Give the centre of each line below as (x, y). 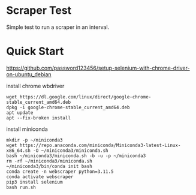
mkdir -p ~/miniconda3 (34, 140)
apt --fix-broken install (38, 118)
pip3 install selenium (34, 182)
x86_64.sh (19, 151)
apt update (20, 112)
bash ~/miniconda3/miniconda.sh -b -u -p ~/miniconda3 (76, 156)
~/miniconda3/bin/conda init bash (49, 166)
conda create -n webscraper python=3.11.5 (60, 172)
